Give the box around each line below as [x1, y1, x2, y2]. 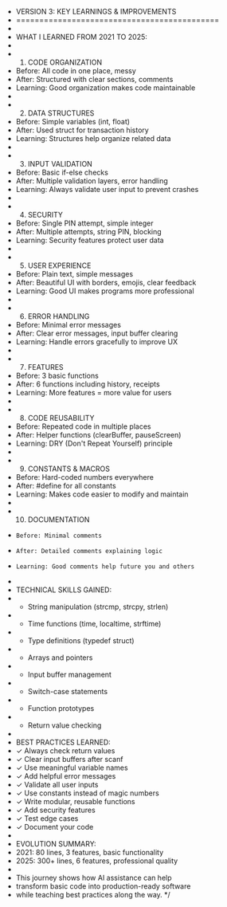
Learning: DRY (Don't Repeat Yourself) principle [15, 438, 173, 448]
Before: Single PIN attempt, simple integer [15, 218, 154, 228]
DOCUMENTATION [27, 515, 90, 524]
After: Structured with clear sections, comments [15, 75, 174, 84]
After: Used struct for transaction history [15, 125, 149, 135]
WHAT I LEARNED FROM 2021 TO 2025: [15, 32, 147, 41]
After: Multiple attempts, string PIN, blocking [15, 227, 162, 236]
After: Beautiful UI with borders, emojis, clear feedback [15, 278, 197, 287]
